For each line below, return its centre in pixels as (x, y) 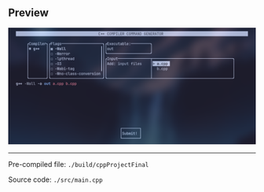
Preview (29, 13)
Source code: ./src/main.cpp (56, 179)
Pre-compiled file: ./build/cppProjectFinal (79, 164)
